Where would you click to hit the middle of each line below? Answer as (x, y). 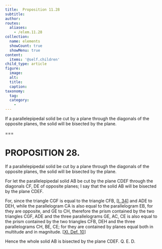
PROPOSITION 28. (42, 153)
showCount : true (26, 46)
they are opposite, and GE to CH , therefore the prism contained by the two (80, 211)
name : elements (25, 41)
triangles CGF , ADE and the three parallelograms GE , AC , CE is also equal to (81, 216)
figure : (13, 69)
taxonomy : (15, 91)
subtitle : (15, 14)
